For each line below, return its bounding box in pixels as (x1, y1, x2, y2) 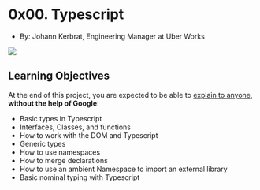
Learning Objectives (8, 69, 110, 83)
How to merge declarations (19, 155, 108, 165)
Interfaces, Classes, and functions (19, 122, 132, 132)
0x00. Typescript (8, 6, 124, 24)
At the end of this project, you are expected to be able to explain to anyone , (8, 90, 253, 99)
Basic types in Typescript (19, 114, 102, 123)
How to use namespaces (19, 147, 101, 157)
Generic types (19, 139, 66, 148)
